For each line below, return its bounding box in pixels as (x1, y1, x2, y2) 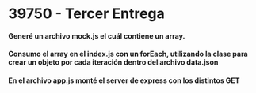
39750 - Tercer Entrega (8, 5, 165, 23)
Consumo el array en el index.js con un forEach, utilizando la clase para (8, 49, 248, 59)
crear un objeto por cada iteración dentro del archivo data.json (8, 58, 219, 67)
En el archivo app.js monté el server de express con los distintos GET (8, 76, 240, 85)
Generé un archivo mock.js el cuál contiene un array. (8, 31, 185, 40)
